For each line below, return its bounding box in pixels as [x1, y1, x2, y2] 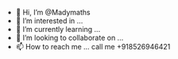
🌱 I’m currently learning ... [15, 25, 101, 33]
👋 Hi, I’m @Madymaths [15, 8, 91, 17]
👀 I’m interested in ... [15, 16, 83, 26]
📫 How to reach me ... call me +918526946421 [15, 42, 171, 51]
